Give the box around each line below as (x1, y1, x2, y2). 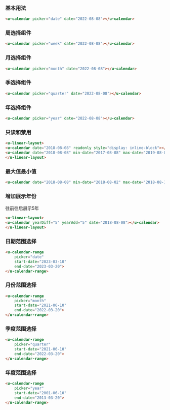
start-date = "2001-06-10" (14, 390, 67, 395)
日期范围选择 (5, 238, 37, 245)
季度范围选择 (5, 326, 37, 333)
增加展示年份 (5, 192, 37, 199)
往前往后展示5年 (5, 205, 39, 212)
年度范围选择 (5, 369, 37, 376)
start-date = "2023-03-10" (14, 259, 67, 264)
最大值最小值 (5, 168, 37, 175)
